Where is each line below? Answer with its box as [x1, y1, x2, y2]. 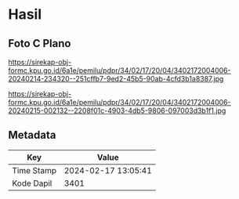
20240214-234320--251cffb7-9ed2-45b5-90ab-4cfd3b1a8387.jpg [8, 74, 224, 83]
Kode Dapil [12, 178, 53, 189]
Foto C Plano [8, 37, 71, 50]
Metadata [8, 128, 56, 142]
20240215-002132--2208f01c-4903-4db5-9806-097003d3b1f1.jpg [8, 106, 226, 115]
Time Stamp [12, 165, 57, 175]
